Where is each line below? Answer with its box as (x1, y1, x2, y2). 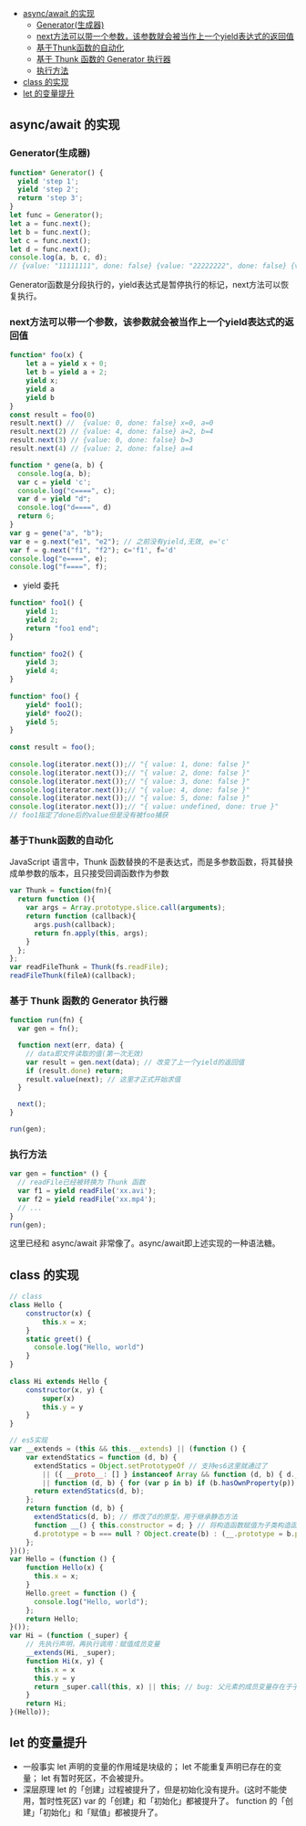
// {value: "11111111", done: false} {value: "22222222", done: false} (9, 261, 287, 271)
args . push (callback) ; (33, 920, 117, 929)
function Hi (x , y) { (25, 1656, 104, 1665)
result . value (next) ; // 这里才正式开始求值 (25, 1074, 181, 1084)
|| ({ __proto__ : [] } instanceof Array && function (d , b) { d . (42, 1470, 296, 1479)
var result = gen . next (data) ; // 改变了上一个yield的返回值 (25, 1058, 245, 1067)
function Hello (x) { (25, 1563, 104, 1573)
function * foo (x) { (9, 351, 84, 360)
